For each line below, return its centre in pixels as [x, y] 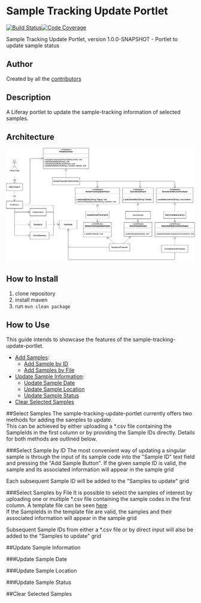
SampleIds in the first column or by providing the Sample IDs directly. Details [100, 432]
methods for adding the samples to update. [59, 420]
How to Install [32, 279]
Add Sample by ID [46, 363]
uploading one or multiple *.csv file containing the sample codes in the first [98, 499]
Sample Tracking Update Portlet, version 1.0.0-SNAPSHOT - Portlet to [92, 39]
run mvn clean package [42, 306]
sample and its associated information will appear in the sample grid [90, 469]
